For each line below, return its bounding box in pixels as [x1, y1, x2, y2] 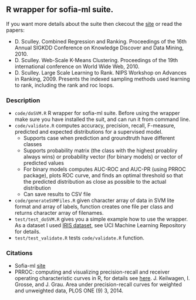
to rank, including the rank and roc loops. [14, 82, 114, 89]
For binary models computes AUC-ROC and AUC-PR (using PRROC [23, 166, 187, 173]
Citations [6, 249, 33, 257]
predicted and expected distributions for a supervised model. [14, 129, 163, 136]
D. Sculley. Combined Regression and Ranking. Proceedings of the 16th [14, 38, 187, 45]
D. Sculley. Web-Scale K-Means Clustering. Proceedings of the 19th [14, 56, 178, 63]
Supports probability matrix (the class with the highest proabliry [23, 147, 178, 154]
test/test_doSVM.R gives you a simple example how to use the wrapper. [14, 215, 188, 223]
